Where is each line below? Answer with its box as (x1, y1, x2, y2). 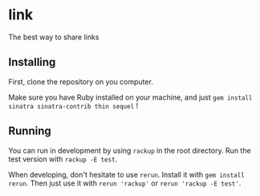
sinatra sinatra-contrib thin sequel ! (8, 100, 139, 110)
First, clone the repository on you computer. (8, 76, 154, 86)
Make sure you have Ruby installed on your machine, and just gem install (8, 92, 253, 102)
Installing (8, 55, 56, 69)
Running (8, 125, 52, 138)
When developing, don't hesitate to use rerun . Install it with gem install (8, 169, 245, 179)
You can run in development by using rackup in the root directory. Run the (8, 145, 251, 155)
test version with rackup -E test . (8, 154, 118, 164)
